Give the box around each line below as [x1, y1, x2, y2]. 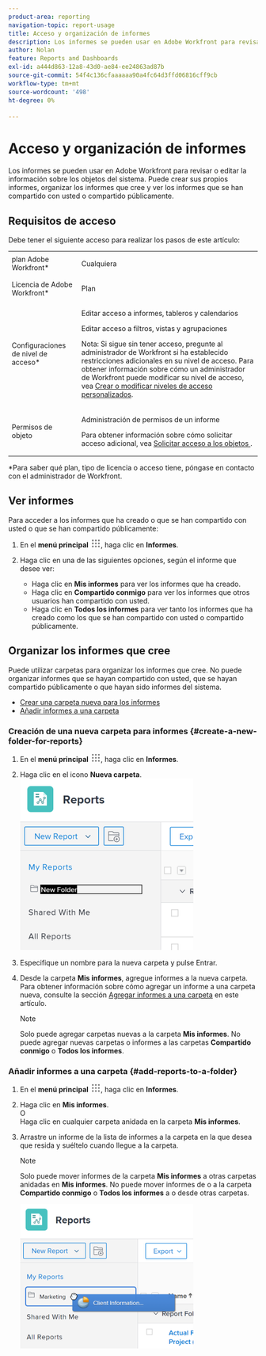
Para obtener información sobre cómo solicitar [81, 430, 233, 440]
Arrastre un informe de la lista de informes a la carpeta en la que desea [19, 1133, 253, 1142]
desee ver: [19, 563, 55, 573]
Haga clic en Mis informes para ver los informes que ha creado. [31, 579, 241, 588]
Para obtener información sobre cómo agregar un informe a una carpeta [19, 981, 256, 991]
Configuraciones [11, 341, 66, 350]
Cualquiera [81, 258, 117, 269]
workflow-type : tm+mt [8, 79, 80, 87]
